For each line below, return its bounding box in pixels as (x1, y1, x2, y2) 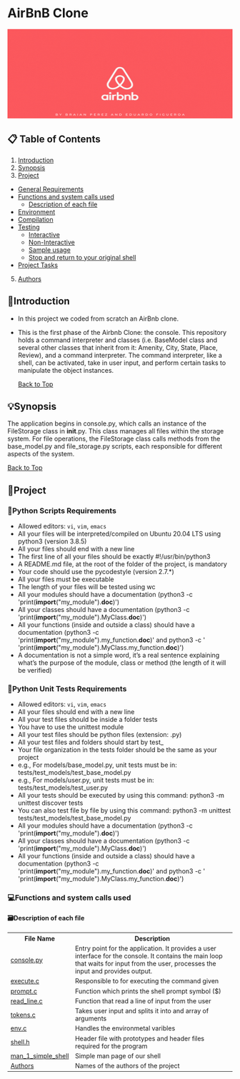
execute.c (10, 977, 39, 985)
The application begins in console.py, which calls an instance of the (7, 419, 207, 428)
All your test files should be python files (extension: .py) (17, 731, 182, 739)
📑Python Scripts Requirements (7, 506, 116, 516)
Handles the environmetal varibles (74, 1024, 176, 1033)
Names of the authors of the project (74, 1062, 180, 1070)
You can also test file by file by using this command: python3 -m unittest (17, 806, 231, 815)
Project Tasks (17, 261, 59, 269)
